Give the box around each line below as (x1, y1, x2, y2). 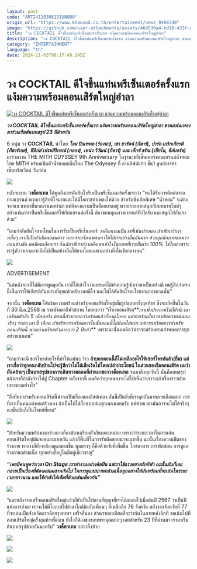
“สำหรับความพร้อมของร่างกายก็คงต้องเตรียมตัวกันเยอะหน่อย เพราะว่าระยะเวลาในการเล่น (6, 429, 175, 436)
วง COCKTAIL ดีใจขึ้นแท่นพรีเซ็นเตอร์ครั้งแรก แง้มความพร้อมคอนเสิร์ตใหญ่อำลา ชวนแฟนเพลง (6, 121, 191, 129)
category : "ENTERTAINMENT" (6, 42, 72, 47)
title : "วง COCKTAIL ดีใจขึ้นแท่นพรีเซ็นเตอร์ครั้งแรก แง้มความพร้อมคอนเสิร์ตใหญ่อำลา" (6, 30, 167, 36)
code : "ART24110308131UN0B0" (6, 14, 78, 20)
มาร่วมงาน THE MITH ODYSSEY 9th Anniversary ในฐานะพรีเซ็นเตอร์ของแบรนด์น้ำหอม (6, 153, 190, 160)
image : (6, 25, 23, 31)
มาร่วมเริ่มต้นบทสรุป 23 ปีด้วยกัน (6, 128, 71, 135)
